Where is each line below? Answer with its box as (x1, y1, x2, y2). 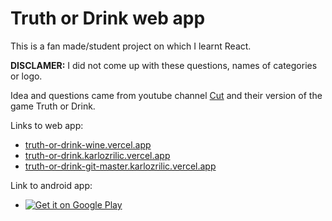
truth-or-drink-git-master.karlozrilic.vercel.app (24, 160, 217, 172)
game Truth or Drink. (10, 100, 96, 112)
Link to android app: (10, 179, 93, 191)
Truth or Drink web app (10, 7, 206, 30)
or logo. (10, 70, 43, 82)
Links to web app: (10, 119, 84, 131)
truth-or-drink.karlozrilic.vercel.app (24, 149, 171, 161)
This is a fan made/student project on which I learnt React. (10, 40, 252, 52)
